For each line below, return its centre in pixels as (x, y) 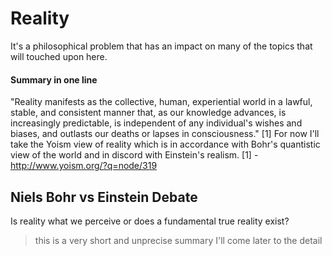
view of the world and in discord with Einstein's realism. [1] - (134, 155)
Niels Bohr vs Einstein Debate (104, 197)
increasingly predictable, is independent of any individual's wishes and (156, 123)
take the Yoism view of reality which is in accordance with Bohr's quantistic (165, 144)
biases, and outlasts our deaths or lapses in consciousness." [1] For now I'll (165, 134)
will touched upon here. (59, 56)
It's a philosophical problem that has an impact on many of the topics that (161, 46)
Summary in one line (54, 79)
